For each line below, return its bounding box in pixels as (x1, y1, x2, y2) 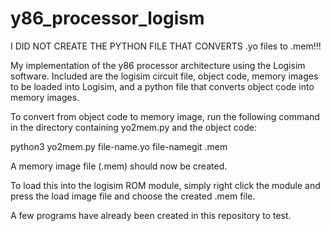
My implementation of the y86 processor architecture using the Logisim (10, 59, 306, 71)
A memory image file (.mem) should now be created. (10, 160, 228, 172)
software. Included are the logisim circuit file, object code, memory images (10, 70, 319, 82)
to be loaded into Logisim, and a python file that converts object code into (10, 80, 315, 92)
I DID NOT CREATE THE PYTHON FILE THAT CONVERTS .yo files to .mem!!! (10, 40, 322, 52)
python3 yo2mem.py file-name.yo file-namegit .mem (10, 140, 228, 152)
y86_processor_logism (10, 7, 205, 30)
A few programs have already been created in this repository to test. (10, 209, 292, 221)
